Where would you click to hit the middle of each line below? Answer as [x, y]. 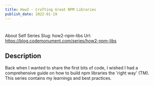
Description [23, 56]
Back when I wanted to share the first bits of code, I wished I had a [71, 68]
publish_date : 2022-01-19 [31, 14]
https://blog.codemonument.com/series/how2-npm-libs [61, 41]
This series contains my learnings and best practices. [58, 78]
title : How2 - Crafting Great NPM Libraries [51, 9]
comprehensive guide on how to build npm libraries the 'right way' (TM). [77, 73]
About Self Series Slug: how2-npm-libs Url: [48, 35]
